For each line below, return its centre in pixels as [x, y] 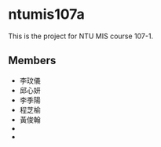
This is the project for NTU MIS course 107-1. [81, 36]
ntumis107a [46, 14]
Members [32, 61]
